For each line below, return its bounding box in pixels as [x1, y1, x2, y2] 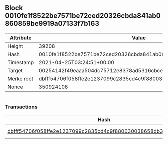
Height [7, 42, 23, 49]
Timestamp [7, 59, 34, 66]
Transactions [5, 103, 38, 110]
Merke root [7, 75, 34, 82]
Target [7, 67, 23, 74]
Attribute [9, 34, 32, 41]
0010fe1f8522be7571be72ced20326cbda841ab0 [5, 12, 161, 20]
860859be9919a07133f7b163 [5, 19, 100, 28]
